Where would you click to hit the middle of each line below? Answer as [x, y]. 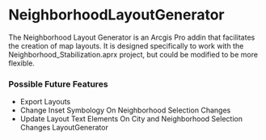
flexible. [21, 63]
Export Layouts [45, 102]
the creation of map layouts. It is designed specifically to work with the [126, 45]
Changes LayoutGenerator [64, 128]
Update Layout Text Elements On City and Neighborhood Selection [131, 119]
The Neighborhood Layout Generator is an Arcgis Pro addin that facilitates [132, 37]
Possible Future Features [58, 84]
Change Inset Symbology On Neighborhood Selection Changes [125, 110]
